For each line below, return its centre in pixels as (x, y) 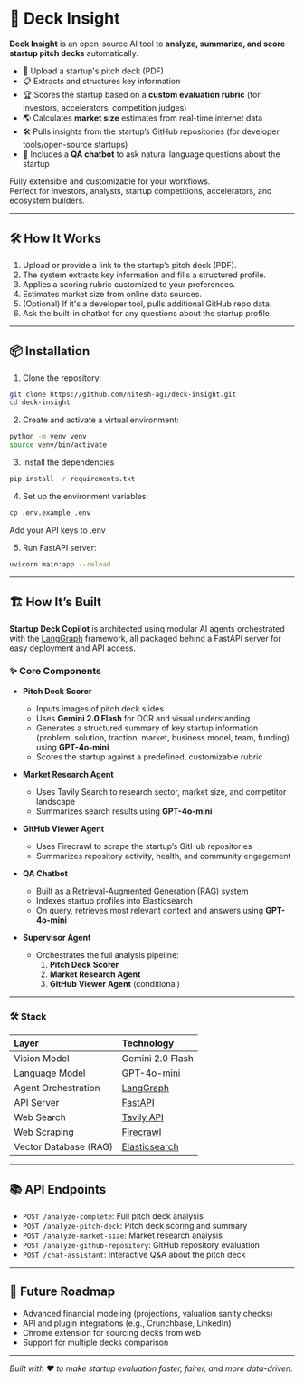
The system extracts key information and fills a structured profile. (144, 275)
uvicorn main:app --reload (60, 564)
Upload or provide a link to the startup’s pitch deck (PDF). (129, 265)
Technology (148, 1043)
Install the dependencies (68, 462)
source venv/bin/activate (58, 445)
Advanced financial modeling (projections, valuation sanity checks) (147, 1313)
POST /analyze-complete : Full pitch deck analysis (113, 1216)
